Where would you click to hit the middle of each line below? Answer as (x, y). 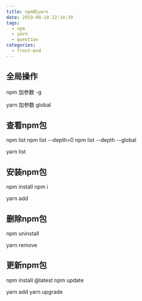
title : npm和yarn (27, 12)
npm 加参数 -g (24, 92)
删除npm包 (27, 219)
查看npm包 (27, 125)
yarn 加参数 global (29, 105)
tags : (13, 23)
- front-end (27, 51)
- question (25, 39)
